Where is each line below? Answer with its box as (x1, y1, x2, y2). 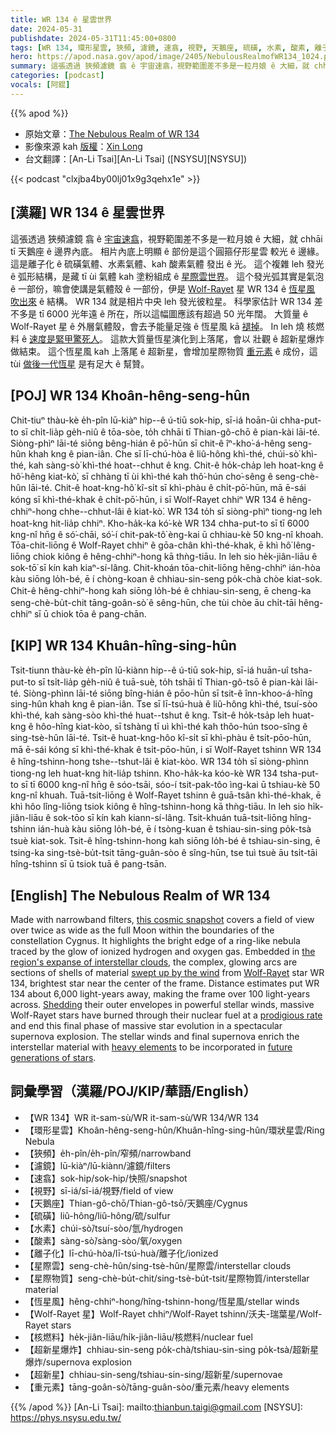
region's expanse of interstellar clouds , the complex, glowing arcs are (10, 956, 298, 968)
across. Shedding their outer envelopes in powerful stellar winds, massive (10, 999, 315, 1010)
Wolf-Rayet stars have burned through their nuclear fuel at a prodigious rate (10, 1009, 323, 1021)
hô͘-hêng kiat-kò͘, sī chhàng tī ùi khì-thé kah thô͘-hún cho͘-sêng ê (10, 471, 273, 483)
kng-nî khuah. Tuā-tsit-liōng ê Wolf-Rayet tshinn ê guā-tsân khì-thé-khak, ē (10, 789, 322, 801)
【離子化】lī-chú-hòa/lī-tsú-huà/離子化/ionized (24, 1247, 219, 1259)
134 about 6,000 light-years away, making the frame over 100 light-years (10, 988, 311, 1000)
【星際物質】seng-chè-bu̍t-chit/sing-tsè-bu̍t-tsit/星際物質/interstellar (24, 1272, 310, 1284)
